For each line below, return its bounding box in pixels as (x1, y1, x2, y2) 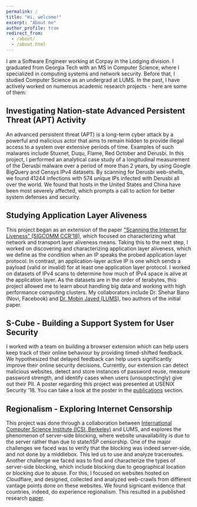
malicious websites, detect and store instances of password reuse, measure (6, 368, 191, 375)
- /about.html (11, 42, 46, 48)
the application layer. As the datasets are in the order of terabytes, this (6, 276, 176, 283)
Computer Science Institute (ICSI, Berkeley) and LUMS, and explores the (6, 426, 182, 433)
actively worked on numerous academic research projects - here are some (6, 82, 187, 90)
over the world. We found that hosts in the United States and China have (6, 181, 181, 188)
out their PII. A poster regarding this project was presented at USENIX (6, 380, 175, 387)
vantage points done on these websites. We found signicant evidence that (6, 482, 186, 489)
